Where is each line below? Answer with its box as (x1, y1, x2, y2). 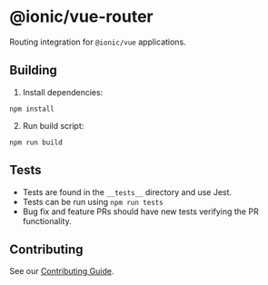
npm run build (9, 138, 64, 147)
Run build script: (22, 120, 84, 131)
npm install (9, 104, 55, 113)
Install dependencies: (22, 86, 104, 97)
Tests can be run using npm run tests (22, 196, 164, 207)
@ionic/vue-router (9, 6, 154, 27)
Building (9, 63, 57, 78)
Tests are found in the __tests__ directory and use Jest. (22, 186, 233, 197)
